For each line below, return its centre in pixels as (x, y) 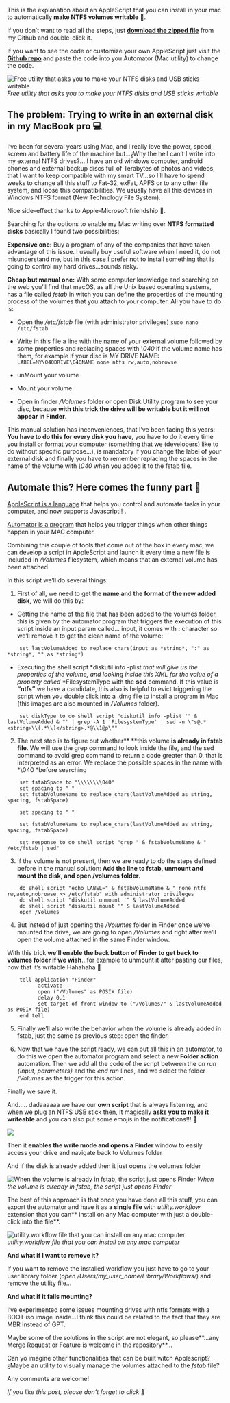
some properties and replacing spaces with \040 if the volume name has (119, 348)
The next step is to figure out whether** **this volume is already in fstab (120, 741)
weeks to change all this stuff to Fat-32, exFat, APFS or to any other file (108, 183)
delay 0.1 (52, 997)
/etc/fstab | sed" (33, 848)
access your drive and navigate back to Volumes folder (85, 1152)
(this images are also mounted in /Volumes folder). (88, 703)
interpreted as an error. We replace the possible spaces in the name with (119, 762)
